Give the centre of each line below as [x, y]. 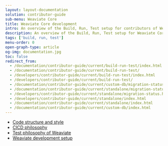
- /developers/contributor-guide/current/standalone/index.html [78, 98]
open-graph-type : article [32, 47]
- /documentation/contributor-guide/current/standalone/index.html [81, 103]
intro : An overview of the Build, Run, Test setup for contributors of [81, 29]
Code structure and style [38, 122]
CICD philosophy [30, 127]
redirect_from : [21, 61]
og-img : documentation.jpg [33, 52]
